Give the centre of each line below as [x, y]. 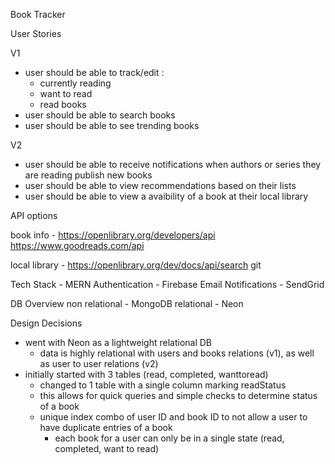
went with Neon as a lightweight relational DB [118, 342]
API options [34, 215]
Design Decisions [46, 323]
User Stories [36, 33]
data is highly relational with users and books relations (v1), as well [177, 353]
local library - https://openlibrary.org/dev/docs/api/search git [136, 265]
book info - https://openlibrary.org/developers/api [113, 235]
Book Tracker [38, 14]
